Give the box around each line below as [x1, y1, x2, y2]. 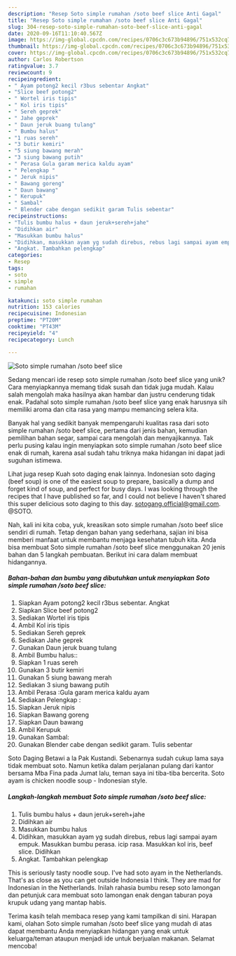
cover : [8, 50, 27, 57]
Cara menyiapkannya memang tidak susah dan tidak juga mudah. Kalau [8, 383, 214, 391]
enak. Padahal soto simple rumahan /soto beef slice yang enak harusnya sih [8, 397, 228, 406]
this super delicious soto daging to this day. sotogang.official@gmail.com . [8, 499, 221, 507]
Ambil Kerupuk [18, 726, 62, 734]
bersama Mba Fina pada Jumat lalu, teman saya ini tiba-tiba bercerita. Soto [8, 769, 225, 778]
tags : [8, 265, 24, 272]
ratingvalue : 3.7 [8, 62, 59, 69]
